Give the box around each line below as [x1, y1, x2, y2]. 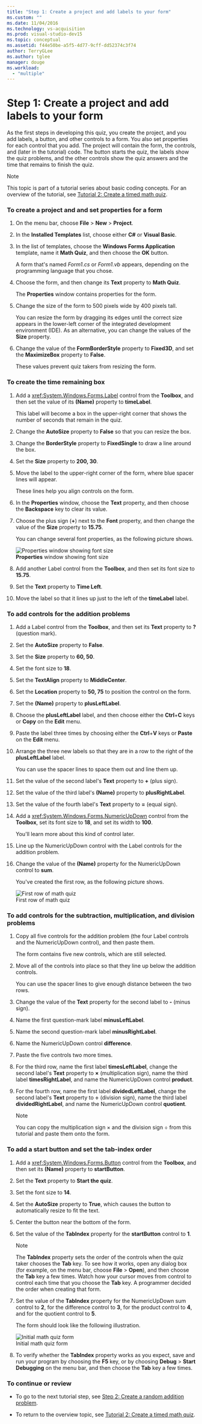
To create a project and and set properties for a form [7, 206, 163, 214]
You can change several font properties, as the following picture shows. [15, 535, 194, 542]
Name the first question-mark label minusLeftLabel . [15, 1016, 145, 1024]
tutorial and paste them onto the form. [15, 1130, 110, 1137]
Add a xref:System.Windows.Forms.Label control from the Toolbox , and [15, 392, 194, 399]
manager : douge [7, 59, 45, 65]
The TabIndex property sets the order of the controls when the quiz [15, 1254, 184, 1261]
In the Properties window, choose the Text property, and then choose [15, 499, 189, 506]
